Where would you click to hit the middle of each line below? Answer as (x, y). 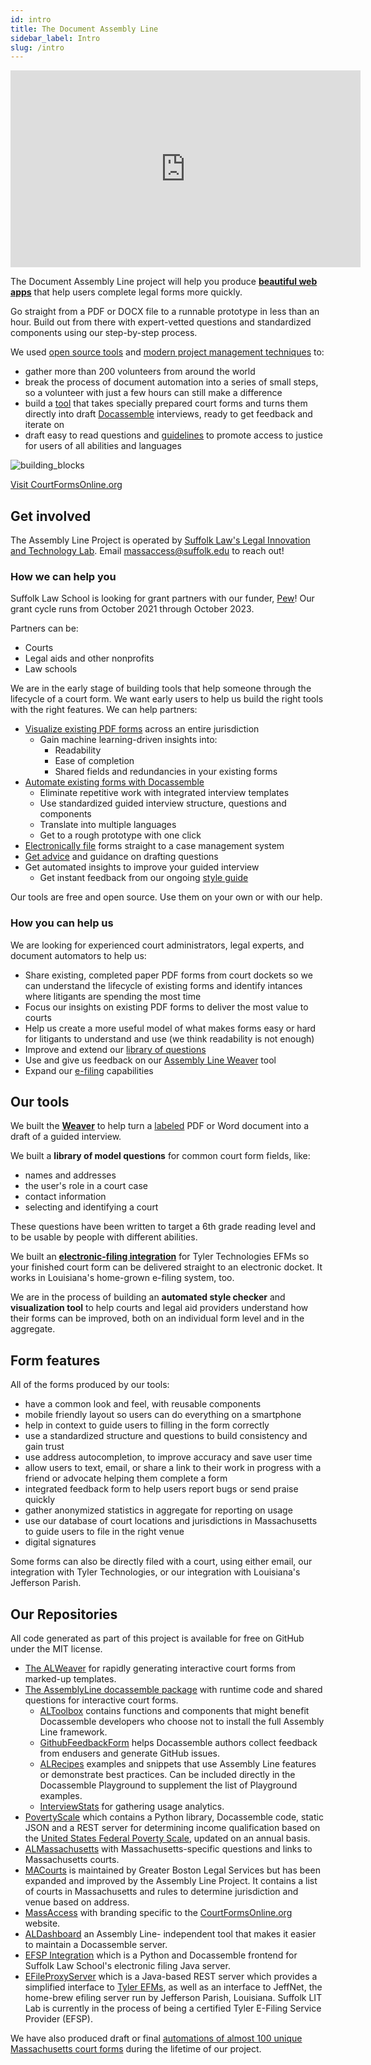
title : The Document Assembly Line (84, 29)
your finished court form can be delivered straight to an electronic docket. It (166, 1267)
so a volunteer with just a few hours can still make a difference (153, 393)
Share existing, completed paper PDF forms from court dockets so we (168, 975)
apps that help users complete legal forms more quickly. (126, 292)
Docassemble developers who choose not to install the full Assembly (182, 1722)
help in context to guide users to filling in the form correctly (147, 1425)
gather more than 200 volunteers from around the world (140, 372)
